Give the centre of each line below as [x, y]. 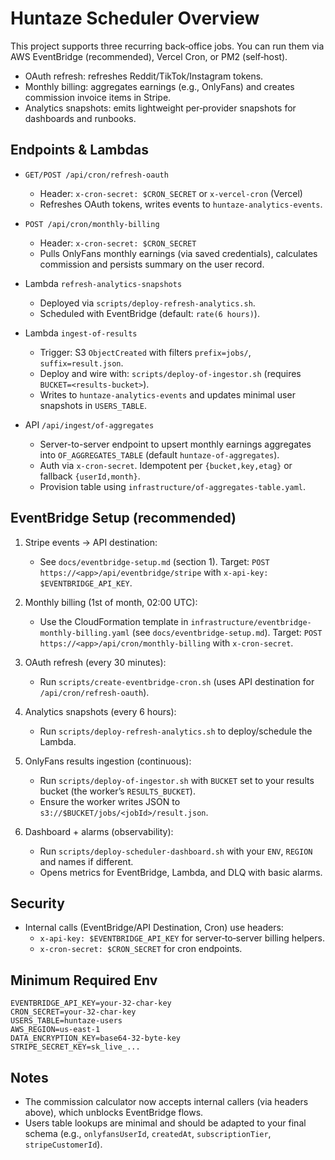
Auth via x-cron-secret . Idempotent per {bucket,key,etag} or [166, 465]
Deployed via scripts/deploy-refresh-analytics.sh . [147, 303]
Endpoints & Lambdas [79, 150]
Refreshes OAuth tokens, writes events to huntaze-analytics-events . [181, 204]
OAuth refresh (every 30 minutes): [95, 662]
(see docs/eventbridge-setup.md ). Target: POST [227, 632]
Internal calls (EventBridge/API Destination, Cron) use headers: [154, 928]
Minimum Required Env [84, 980]
